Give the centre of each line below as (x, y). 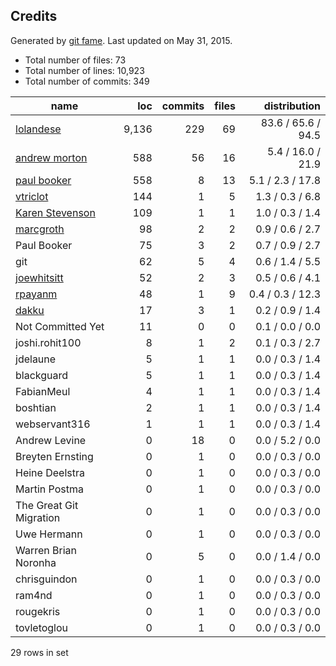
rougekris (38, 611)
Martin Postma (49, 489)
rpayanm (36, 294)
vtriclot (32, 196)
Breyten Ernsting (54, 456)
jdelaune (36, 359)
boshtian (36, 407)
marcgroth (40, 229)
